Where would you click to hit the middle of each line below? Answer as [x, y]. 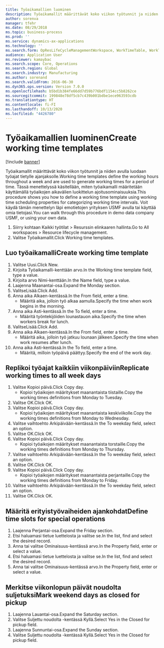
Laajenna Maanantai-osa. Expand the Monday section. [67, 285]
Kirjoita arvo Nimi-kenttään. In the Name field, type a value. [71, 280]
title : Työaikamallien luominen [38, 10]
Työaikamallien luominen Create [71, 138]
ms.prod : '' [18, 37]
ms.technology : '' [24, 46]
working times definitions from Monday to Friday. [69, 480]
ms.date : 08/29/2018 [27, 28]
